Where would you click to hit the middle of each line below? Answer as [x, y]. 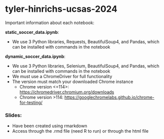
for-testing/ [31, 102]
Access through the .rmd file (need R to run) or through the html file [80, 131]
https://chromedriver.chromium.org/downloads [67, 92]
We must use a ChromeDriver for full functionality [62, 76]
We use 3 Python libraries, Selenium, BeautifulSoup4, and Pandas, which [86, 66]
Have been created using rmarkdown [49, 126]
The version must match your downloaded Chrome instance [73, 82]
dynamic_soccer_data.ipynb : [35, 56]
